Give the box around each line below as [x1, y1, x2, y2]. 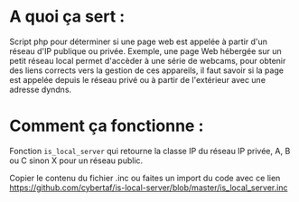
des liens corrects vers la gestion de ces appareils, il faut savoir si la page [9, 65, 285, 76]
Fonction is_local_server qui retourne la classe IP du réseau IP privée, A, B [9, 145, 291, 156]
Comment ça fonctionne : [9, 115, 204, 136]
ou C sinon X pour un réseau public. [9, 155, 144, 166]
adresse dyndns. [9, 84, 72, 95]
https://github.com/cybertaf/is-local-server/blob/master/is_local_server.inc [9, 182, 288, 193]
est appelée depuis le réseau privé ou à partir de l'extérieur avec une [9, 74, 266, 85]
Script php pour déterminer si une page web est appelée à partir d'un [9, 36, 268, 47]
